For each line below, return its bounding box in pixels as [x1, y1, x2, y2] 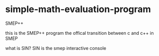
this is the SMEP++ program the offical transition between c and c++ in [5, 30, 154, 36]
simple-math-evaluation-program [5, 4, 151, 15]
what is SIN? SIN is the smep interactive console [5, 45, 107, 51]
